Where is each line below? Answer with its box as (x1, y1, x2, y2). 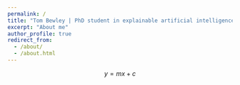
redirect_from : (7, 37, 53, 44)
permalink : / (7, 10, 46, 18)
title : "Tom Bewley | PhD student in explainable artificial (7, 17, 194, 24)
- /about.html (14, 50, 56, 57)
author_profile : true (7, 30, 72, 38)
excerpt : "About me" (7, 23, 69, 30)
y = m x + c (104, 69, 136, 78)
